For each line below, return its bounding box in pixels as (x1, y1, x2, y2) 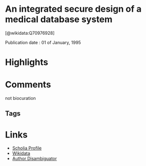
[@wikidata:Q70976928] (5, 30, 55, 36)
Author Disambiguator (12, 156, 58, 162)
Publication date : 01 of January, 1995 (5, 39, 81, 45)
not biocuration (5, 95, 36, 101)
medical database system (5, 14, 113, 25)
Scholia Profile (12, 145, 42, 151)
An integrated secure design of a (5, 3, 142, 15)
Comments (5, 79, 51, 90)
